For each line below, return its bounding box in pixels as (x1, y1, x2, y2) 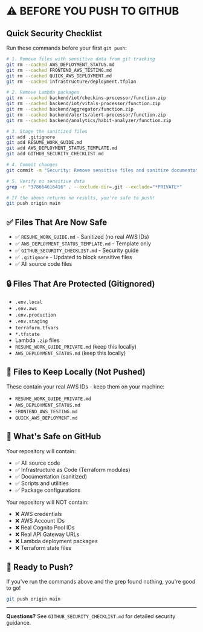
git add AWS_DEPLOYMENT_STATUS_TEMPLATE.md (6, 145, 118, 152)
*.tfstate (14, 331, 40, 337)
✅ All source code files (14, 260, 72, 268)
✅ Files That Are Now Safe (6, 217, 108, 227)
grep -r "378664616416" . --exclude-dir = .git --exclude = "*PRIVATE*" (6, 184, 182, 190)
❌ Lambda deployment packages (14, 537, 98, 544)
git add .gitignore (6, 134, 56, 140)
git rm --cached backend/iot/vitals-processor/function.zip (6, 101, 161, 107)
